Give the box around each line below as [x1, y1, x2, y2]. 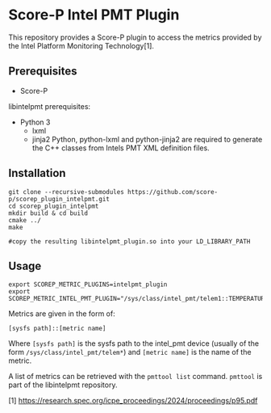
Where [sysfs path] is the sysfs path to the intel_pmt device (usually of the [8, 339, 260, 348]
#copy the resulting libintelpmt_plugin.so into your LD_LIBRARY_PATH [8, 237, 251, 246]
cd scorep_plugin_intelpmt [8, 202, 99, 210]
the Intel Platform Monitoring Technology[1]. [8, 40, 155, 50]
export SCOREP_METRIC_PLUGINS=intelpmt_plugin [8, 280, 168, 289]
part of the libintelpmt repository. [8, 380, 118, 390]
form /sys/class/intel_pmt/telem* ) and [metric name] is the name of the [8, 348, 252, 357]
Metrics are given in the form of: [8, 309, 115, 318]
